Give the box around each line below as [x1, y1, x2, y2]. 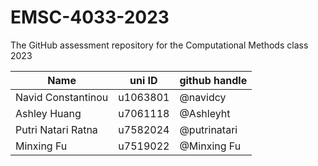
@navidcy [179, 90, 227, 104]
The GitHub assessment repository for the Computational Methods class [10, 39, 309, 51]
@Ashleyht [179, 106, 231, 120]
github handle [179, 73, 248, 87]
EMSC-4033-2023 [10, 6, 170, 29]
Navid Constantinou [15, 90, 109, 104]
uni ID [129, 73, 158, 87]
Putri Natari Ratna [15, 122, 98, 136]
